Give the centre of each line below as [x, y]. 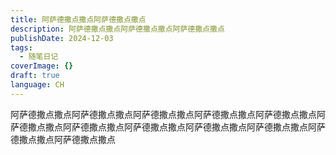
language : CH [37, 85]
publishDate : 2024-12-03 [62, 38]
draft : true [35, 76]
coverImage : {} [42, 66]
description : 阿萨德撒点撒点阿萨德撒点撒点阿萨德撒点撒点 [117, 29]
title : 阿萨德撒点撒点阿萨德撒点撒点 [78, 19]
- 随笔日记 [39, 57]
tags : [21, 47]
